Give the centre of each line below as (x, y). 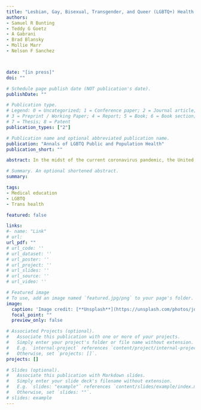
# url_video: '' (26, 282)
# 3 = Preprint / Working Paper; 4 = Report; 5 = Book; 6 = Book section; (101, 116)
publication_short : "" (34, 149)
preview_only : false (37, 321)
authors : (17, 17)
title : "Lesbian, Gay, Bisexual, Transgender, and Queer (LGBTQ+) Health (100, 12)
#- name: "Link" (26, 232)
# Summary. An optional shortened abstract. (63, 171)
